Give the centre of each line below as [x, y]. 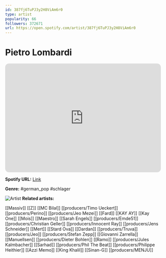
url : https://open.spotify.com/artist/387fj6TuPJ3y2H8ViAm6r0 [70, 28]
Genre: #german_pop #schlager [38, 189]
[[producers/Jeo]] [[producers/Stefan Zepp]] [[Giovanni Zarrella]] [72, 234]
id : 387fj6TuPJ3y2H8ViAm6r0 [34, 10]
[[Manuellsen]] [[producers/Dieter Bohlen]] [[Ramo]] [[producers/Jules [77, 240]
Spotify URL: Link [23, 179]
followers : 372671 [24, 23]
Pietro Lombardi [39, 53]
